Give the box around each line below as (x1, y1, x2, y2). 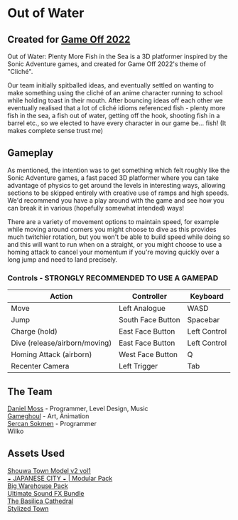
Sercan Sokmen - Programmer (7, 419, 97, 428)
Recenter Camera (11, 361, 70, 371)
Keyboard (190, 292, 224, 302)
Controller (131, 292, 167, 302)
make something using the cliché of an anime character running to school (7, 89, 223, 97)
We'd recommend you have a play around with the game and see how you (7, 196, 225, 204)
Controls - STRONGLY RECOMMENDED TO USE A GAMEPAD (7, 272, 219, 282)
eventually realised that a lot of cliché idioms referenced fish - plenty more (7, 104, 226, 112)
